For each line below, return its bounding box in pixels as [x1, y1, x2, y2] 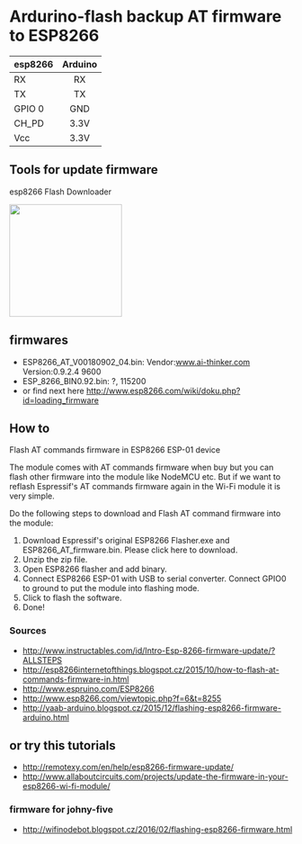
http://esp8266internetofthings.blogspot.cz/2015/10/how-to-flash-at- [22, 664, 280, 675]
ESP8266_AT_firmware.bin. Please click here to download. [22, 544, 238, 555]
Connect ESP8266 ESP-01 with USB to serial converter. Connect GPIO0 [22, 573, 287, 584]
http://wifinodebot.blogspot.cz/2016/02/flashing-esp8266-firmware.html [22, 823, 293, 834]
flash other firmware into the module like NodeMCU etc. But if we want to [9, 471, 281, 482]
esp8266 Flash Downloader [9, 186, 112, 197]
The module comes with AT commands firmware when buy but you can [9, 462, 274, 473]
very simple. [9, 490, 56, 501]
